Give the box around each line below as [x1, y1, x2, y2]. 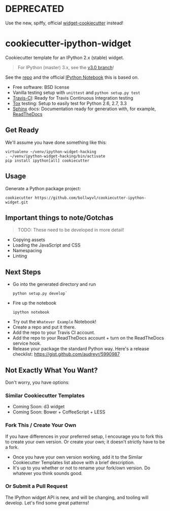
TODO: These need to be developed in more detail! [17, 227, 124, 233]
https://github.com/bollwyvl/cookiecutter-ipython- [35, 195, 146, 200]
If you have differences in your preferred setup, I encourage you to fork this [5, 433, 163, 439]
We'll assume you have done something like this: [5, 139, 107, 145]
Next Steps [5, 267, 41, 276]
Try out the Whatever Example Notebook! [12, 319, 96, 325]
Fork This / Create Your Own [5, 422, 77, 429]
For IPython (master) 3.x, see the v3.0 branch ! [17, 64, 114, 70]
